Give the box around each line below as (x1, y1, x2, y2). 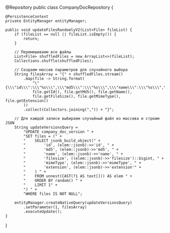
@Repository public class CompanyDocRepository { (5, 5, 114, 10)
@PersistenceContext (5, 14, 49, 19)
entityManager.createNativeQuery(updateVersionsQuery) (14, 200, 133, 205)
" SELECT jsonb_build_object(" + (23, 138, 101, 143)
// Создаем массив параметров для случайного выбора (14, 67, 128, 72)
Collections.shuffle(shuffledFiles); (14, 58, 94, 63)
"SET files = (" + (23, 134, 62, 139)
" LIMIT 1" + (23, 182, 58, 187)
